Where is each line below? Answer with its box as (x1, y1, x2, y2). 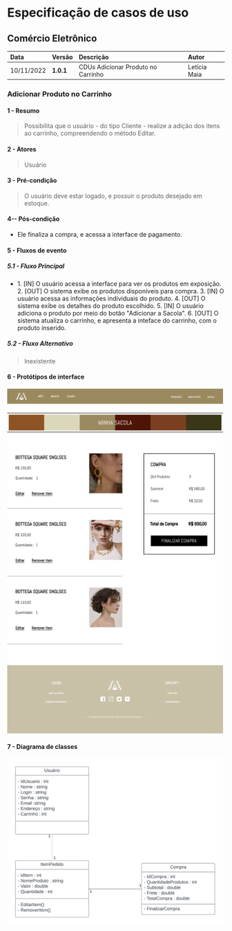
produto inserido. (17, 323, 67, 332)
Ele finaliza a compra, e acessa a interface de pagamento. (17, 230, 183, 238)
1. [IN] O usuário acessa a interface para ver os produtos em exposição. (17, 279, 222, 288)
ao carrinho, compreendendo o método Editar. (23, 129, 156, 138)
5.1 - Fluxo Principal (7, 262, 65, 271)
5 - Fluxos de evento (7, 246, 67, 254)
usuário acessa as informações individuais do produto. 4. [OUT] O (17, 294, 206, 302)
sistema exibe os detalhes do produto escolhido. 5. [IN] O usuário (17, 301, 204, 309)
